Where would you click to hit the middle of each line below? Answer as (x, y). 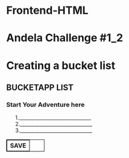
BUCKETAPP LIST (40, 87)
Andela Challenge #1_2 (65, 38)
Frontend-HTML (47, 11)
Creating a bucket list (61, 65)
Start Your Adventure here (46, 105)
